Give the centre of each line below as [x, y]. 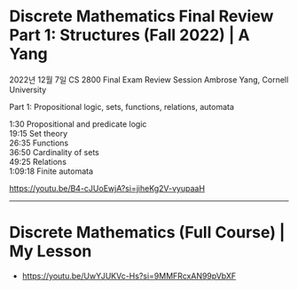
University [28, 90]
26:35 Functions [39, 143]
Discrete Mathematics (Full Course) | [147, 233]
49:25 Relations [38, 161]
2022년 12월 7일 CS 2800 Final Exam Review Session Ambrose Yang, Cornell [149, 79]
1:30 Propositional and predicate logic [78, 124]
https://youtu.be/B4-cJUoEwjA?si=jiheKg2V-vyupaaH [107, 188]
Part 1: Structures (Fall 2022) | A [129, 35]
